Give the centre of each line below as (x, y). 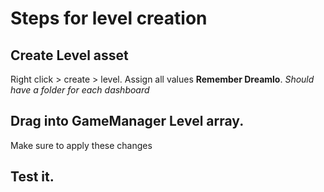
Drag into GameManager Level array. (127, 121)
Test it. (32, 177)
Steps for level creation (109, 18)
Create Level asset (69, 55)
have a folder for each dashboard (80, 90)
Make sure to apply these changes (81, 145)
